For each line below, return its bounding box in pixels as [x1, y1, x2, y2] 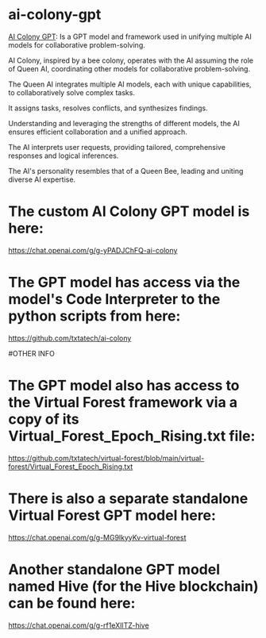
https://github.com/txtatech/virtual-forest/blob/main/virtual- [8, 453, 205, 463]
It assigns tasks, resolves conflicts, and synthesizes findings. [8, 103, 208, 113]
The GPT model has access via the [8, 274, 241, 291]
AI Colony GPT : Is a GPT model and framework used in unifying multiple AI [8, 32, 252, 41]
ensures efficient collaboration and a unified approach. [8, 127, 188, 136]
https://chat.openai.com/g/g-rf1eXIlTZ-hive [8, 621, 149, 630]
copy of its [8, 410, 79, 428]
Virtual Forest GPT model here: [8, 506, 216, 525]
